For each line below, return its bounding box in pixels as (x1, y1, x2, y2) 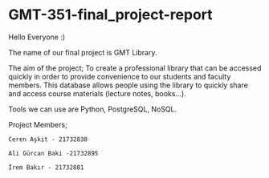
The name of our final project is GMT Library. (8, 47, 157, 57)
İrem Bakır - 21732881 (8, 163, 84, 172)
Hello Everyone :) (8, 32, 66, 42)
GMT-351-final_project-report (8, 6, 213, 24)
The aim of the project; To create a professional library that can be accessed (8, 63, 262, 73)
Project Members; (8, 119, 68, 129)
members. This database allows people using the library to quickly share (8, 80, 249, 90)
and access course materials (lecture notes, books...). (8, 88, 186, 98)
